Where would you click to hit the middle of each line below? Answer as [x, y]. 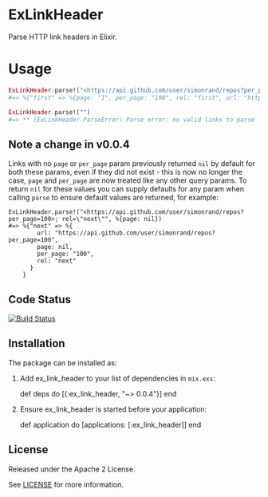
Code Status [40, 300]
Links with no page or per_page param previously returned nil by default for [132, 164]
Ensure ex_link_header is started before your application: [113, 409]
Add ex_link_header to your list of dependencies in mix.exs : [117, 378]
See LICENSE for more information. [66, 484]
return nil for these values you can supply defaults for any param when [126, 189]
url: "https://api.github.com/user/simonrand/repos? [126, 233]
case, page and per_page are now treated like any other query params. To [128, 180]
